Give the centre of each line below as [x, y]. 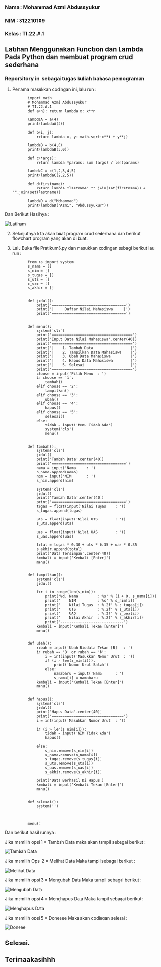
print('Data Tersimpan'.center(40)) [73, 554]
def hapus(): [41, 699]
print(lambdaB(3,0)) [48, 150]
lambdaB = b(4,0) [45, 145]
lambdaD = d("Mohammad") [53, 201]
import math [40, 98]
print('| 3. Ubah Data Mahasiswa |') [87, 356]
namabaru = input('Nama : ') [89, 674]
